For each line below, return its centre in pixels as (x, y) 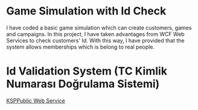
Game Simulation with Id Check (86, 11)
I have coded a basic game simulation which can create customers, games (99, 28)
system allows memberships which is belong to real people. (81, 47)
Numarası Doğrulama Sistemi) (83, 84)
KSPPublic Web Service (36, 100)
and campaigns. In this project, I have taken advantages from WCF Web (96, 34)
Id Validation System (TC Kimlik (87, 71)
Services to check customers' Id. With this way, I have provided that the (95, 40)
